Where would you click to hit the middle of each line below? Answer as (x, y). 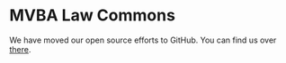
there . (20, 49)
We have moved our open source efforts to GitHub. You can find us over (143, 40)
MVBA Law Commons (92, 16)
